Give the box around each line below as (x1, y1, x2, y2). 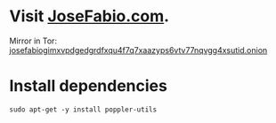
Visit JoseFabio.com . (9, 6, 170, 27)
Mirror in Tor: (9, 35, 58, 46)
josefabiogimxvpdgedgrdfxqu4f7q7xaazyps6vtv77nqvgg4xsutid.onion (9, 44, 268, 55)
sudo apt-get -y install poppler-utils (9, 104, 158, 114)
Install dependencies (9, 76, 167, 96)
